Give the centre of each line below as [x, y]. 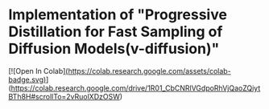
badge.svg [26, 79]
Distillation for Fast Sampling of [116, 32]
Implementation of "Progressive [118, 15]
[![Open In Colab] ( [38, 71]
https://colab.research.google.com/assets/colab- [149, 71]
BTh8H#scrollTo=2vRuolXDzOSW [64, 96]
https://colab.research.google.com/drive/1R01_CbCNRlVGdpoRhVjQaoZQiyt [136, 88]
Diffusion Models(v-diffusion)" [114, 49]
